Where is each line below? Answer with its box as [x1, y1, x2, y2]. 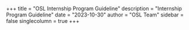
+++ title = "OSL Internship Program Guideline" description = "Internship [6, 5, 183, 12]
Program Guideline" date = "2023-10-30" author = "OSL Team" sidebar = [6, 11, 184, 18]
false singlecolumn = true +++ [6, 18, 79, 24]
